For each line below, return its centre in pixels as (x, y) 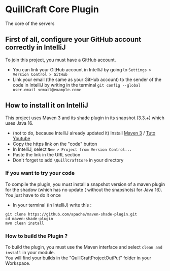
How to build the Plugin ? (37, 236)
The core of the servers (30, 23)
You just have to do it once (33, 195)
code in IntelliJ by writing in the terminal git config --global (77, 85)
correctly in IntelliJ (36, 48)
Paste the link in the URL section (46, 154)
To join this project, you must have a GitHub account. (61, 60)
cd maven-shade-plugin (29, 219)
